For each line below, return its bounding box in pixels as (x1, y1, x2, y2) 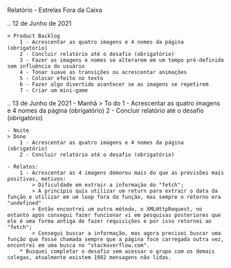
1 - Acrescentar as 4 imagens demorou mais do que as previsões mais (19, 169, 225, 176)
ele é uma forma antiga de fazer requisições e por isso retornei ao (7, 218, 212, 224)
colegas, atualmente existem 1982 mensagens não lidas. (7, 254, 172, 261)
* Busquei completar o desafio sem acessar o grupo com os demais (19, 248, 215, 255)
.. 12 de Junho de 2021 (7, 19, 72, 27)
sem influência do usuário (7, 63, 85, 70)
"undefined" (7, 200, 41, 207)
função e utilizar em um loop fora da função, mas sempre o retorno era (7, 193, 221, 200)
